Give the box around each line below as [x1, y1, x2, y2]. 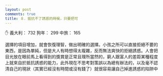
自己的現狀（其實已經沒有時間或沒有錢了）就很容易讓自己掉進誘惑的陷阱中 [9, 66, 158, 72]
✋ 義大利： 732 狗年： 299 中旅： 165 [5, 30, 81, 36]
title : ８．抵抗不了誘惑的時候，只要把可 [5, 16, 79, 21]
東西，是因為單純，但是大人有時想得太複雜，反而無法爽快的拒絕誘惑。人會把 [5, 48, 158, 54]
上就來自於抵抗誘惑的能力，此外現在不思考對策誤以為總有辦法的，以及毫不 [5, 60, 154, 66]
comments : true [5, 12, 36, 16]
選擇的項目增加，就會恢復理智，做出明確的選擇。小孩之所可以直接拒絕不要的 [5, 42, 158, 47]
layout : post [5, 7, 32, 12]
